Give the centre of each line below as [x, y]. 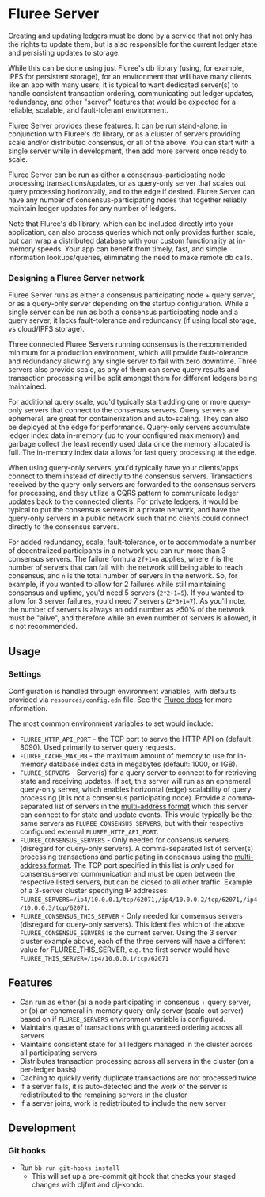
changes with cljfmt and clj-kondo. [88, 1185]
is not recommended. [43, 627]
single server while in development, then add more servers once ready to [127, 151]
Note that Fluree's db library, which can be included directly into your [121, 224]
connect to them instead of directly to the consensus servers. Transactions [131, 476]
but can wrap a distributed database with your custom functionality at [122, 240]
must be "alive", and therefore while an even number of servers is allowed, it [132, 618]
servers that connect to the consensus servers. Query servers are [131, 410]
